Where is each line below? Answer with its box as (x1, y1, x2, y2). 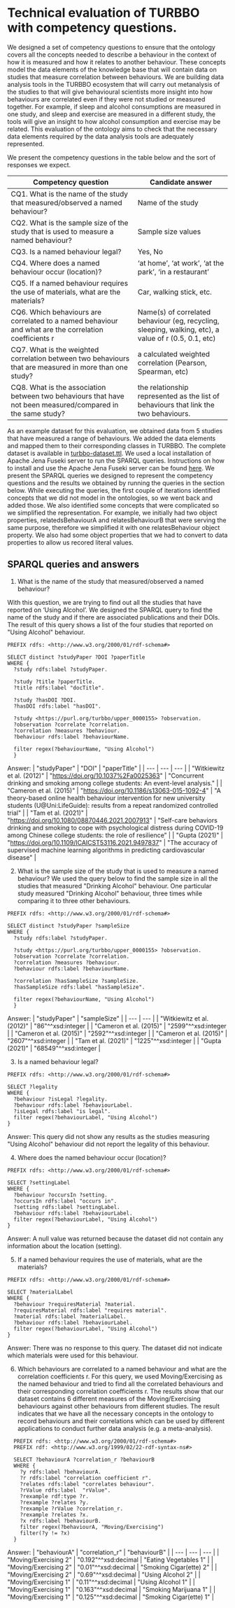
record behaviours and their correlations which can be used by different (17, 1416, 225, 1425)
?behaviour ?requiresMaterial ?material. (13, 1301, 136, 1308)
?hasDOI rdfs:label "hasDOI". (13, 702, 101, 710)
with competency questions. (7, 20, 177, 36)
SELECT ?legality (7, 1083, 58, 1090)
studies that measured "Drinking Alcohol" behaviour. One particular (17, 881, 212, 890)
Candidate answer (150, 177, 213, 187)
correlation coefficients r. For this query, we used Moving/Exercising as (17, 1372, 222, 1380)
